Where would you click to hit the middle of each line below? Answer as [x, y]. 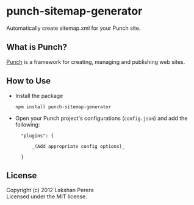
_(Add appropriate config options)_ [78, 146]
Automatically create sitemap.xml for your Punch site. [74, 28]
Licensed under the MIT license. [47, 196]
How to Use [29, 81]
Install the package [39, 96]
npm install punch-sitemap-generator [63, 107]
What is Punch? [37, 47]
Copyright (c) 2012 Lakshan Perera [50, 190]
